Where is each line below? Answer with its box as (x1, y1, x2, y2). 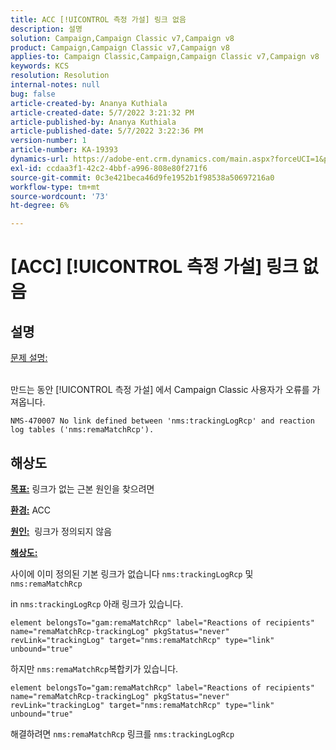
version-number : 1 (10, 136, 87, 146)
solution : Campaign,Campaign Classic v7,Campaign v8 (10, 33, 235, 43)
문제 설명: (10, 352, 48, 364)
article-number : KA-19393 (10, 145, 118, 155)
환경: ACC (10, 504, 52, 516)
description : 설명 (10, 24, 83, 34)
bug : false (10, 89, 56, 99)
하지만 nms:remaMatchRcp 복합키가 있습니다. (10, 662, 179, 675)
